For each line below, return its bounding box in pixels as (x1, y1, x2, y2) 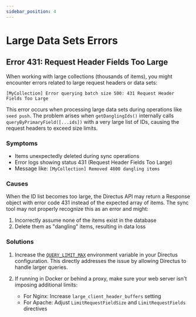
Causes (6, 180, 28, 188)
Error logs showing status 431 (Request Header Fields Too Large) (14, 158, 173, 166)
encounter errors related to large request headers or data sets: (6, 79, 157, 86)
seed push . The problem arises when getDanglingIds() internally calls (6, 112, 174, 119)
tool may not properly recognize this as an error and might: (6, 205, 148, 213)
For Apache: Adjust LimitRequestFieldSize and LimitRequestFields (23, 299, 186, 306)
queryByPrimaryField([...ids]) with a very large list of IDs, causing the (6, 118, 180, 125)
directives (23, 305, 48, 312)
